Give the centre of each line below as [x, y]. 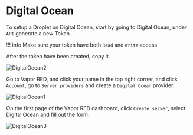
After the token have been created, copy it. [58, 56]
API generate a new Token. [39, 33]
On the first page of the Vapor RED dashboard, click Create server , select [96, 108]
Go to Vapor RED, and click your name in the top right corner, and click [92, 79]
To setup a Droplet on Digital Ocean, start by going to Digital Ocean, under [97, 27]
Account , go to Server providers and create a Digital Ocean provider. [90, 85]
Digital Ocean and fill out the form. [48, 114]
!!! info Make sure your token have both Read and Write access [82, 45]
